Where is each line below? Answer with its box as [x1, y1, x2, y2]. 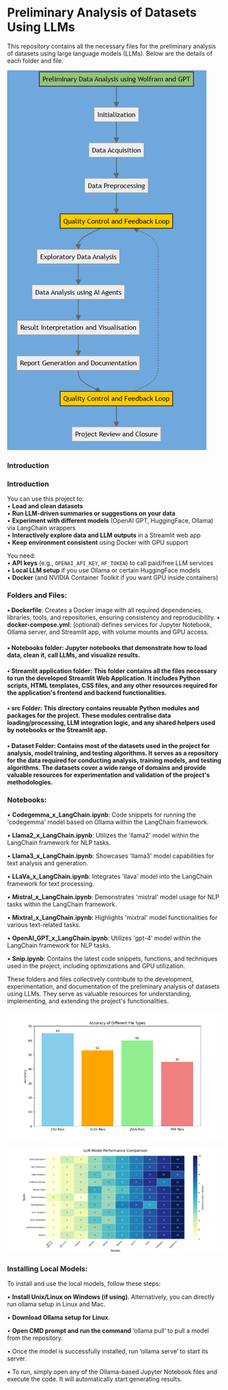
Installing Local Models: [7, 1264, 88, 1274]
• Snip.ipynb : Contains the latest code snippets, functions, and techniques [7, 954, 218, 963]
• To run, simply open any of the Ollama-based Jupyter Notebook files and [7, 1367, 217, 1376]
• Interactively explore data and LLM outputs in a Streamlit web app [7, 531, 201, 539]
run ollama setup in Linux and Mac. [7, 1300, 106, 1308]
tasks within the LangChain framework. [7, 900, 117, 908]
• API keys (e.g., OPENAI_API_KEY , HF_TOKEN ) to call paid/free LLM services [7, 559, 214, 567]
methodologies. [7, 778, 53, 786]
